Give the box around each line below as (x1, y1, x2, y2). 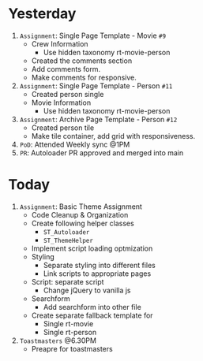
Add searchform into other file (43, 302, 142, 311)
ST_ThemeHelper (43, 236, 93, 244)
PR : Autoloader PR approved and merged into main (19, 147, 184, 158)
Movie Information (31, 98, 92, 107)
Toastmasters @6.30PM (19, 336, 97, 345)
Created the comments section (31, 56, 133, 65)
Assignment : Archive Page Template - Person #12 (19, 114, 178, 124)
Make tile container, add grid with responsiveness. (31, 131, 196, 140)
